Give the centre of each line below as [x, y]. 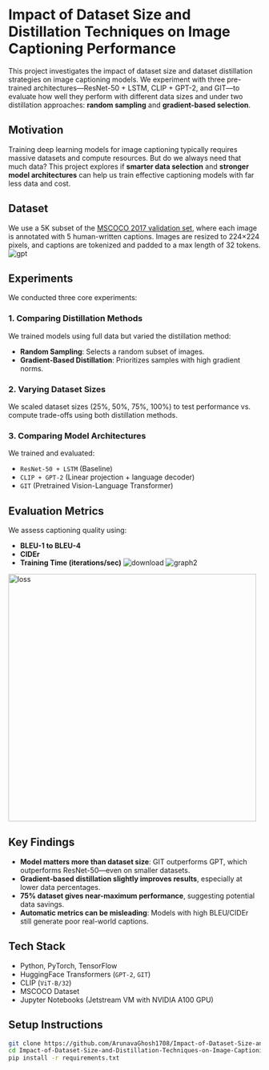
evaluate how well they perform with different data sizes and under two [126, 96]
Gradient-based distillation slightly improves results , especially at [131, 879]
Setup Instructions [56, 1025]
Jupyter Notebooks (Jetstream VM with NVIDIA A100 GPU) [116, 1000]
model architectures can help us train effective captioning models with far [131, 174]
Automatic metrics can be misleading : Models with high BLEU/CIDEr [134, 912]
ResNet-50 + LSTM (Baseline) [66, 469]
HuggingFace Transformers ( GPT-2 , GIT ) [85, 974]
